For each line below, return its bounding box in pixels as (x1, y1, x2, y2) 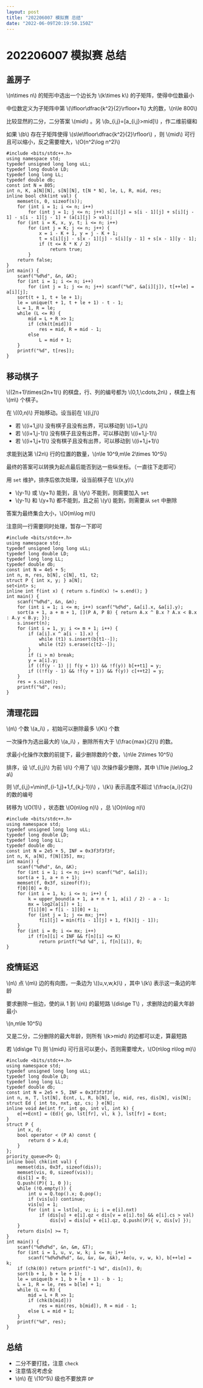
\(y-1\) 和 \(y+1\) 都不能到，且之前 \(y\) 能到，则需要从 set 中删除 (15, 497, 177, 504)
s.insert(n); (17, 620, 50, 627)
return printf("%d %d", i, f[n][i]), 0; (38, 939, 143, 945)
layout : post (6, 9, 40, 15)
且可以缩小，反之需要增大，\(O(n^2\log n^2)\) (6, 138, 120, 146)
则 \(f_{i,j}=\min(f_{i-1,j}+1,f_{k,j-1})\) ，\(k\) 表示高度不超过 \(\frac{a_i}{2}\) (6, 783, 193, 790)
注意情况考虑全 (15, 1367, 53, 1375)
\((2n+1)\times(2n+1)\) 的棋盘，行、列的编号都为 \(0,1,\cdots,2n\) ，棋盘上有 (6, 388, 196, 396)
